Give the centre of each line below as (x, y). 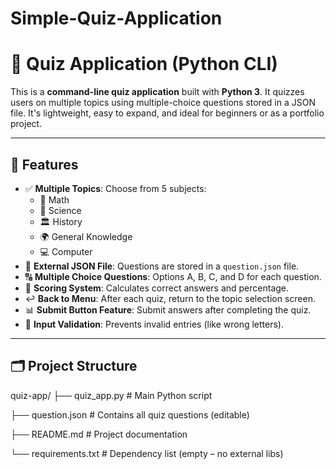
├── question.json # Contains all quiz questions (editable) (130, 414)
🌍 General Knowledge (86, 236)
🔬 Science (60, 210)
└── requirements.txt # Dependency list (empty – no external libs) (147, 453)
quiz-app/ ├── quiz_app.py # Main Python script (111, 395)
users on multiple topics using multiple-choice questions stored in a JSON (163, 103)
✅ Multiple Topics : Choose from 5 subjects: (115, 188)
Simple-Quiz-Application (116, 18)
